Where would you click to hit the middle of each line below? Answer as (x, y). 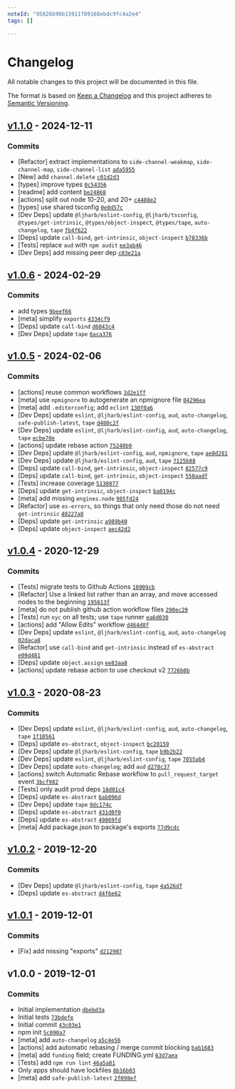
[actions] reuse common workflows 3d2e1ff (82, 392)
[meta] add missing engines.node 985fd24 (78, 498)
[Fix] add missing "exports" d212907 (70, 951)
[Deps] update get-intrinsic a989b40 (73, 521)
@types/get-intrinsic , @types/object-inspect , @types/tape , (105, 223)
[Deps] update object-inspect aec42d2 (74, 528)
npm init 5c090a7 (42, 1032)
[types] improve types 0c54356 (62, 184)
